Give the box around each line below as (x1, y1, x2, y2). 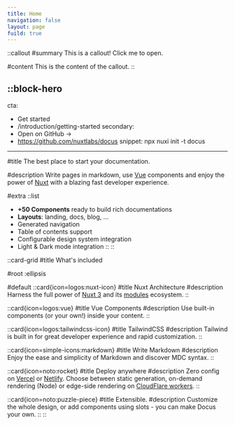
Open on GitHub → (17, 130, 72, 138)
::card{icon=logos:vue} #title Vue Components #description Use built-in (7, 304, 215, 312)
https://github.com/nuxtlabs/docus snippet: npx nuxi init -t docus (17, 137, 206, 145)
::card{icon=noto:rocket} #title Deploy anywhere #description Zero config (7, 367, 220, 375)
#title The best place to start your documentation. (7, 157, 150, 166)
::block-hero (7, 82, 63, 94)
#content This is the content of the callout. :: (7, 62, 135, 71)
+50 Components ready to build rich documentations (17, 206, 173, 214)
